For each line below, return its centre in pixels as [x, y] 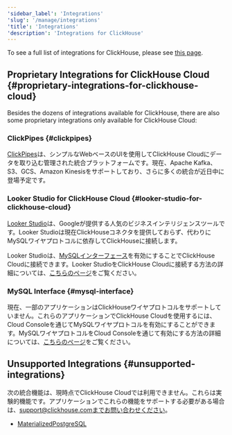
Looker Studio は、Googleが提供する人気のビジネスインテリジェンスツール [113, 223]
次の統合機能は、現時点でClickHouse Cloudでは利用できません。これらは [111, 392]
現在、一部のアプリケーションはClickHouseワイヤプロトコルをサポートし [111, 307]
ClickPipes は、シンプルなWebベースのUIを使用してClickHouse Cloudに [108, 154]
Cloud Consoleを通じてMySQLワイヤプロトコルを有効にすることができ [108, 324]
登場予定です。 [28, 180]
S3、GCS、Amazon [35, 171]
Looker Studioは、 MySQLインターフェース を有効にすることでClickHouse [111, 255]
